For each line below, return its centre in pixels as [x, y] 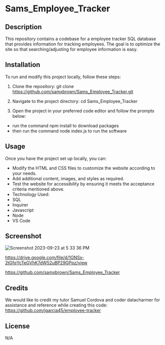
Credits [17, 288]
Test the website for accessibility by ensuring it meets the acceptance [83, 184]
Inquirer [20, 205]
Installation [23, 65]
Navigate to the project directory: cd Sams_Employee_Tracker [75, 101]
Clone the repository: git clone [43, 86]
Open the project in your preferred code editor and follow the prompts [83, 111]
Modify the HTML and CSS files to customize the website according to [83, 168]
